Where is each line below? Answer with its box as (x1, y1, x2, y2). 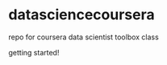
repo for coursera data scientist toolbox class (8, 32, 159, 42)
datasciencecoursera (8, 6, 155, 24)
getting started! (8, 47, 60, 57)
